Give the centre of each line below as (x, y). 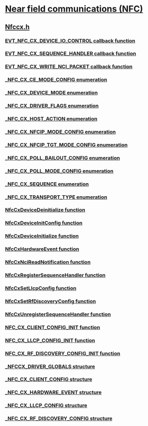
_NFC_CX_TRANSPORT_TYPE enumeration (56, 197)
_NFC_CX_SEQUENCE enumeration (47, 184)
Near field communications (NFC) (74, 9)
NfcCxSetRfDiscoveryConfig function (50, 301)
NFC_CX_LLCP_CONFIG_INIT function (50, 340)
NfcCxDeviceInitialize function (42, 236)
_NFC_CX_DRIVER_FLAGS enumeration (52, 106)
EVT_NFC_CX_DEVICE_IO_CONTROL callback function (70, 41)
